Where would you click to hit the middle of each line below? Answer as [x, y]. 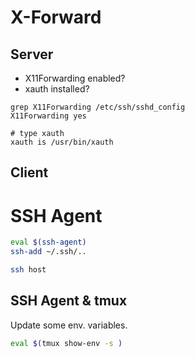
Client [29, 172]
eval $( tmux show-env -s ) [66, 343]
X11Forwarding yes [48, 116]
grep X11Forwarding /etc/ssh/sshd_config [98, 107]
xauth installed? [57, 89]
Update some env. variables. [69, 325]
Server [32, 54]
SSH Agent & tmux [69, 301]
